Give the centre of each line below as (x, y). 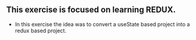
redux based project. (41, 30)
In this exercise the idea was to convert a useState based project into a (102, 24)
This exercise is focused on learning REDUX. (91, 10)
